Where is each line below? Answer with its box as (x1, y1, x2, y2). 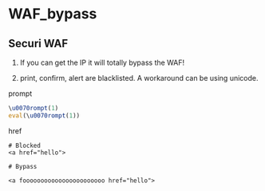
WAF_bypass (8, 5, 97, 23)
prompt (8, 89, 33, 98)
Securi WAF (8, 37, 69, 50)
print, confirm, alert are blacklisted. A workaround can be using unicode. (19, 74, 259, 82)
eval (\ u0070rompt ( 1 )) (8, 111, 81, 120)
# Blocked (8, 141, 42, 149)
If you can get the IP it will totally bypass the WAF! (19, 58, 185, 67)
